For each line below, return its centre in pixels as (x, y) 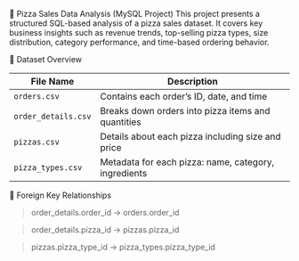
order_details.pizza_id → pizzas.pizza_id (105, 230)
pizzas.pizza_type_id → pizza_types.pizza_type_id (123, 247)
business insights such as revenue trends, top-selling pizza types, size (139, 33)
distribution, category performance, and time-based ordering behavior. (139, 42)
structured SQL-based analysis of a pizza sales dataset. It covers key (136, 23)
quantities (121, 122)
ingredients (124, 173)
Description (193, 82)
